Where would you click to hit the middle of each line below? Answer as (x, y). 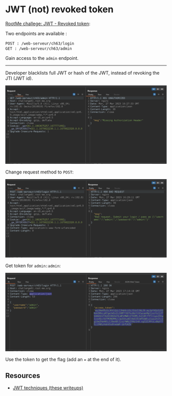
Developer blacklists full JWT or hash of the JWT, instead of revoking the (82, 73)
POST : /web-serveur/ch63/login (40, 43)
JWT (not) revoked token (59, 9)
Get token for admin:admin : (33, 266)
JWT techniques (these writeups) (48, 388)
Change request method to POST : (40, 172)
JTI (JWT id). (19, 78)
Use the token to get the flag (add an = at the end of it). (63, 360)
